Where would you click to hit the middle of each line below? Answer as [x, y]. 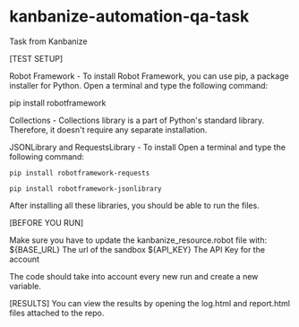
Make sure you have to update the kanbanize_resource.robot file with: [138, 240]
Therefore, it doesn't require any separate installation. [108, 129]
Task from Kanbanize [48, 41]
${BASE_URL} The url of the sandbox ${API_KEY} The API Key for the [137, 249]
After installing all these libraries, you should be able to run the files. [134, 205]
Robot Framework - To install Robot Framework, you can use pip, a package [149, 76]
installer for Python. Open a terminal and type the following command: [139, 85]
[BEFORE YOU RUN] [47, 222]
